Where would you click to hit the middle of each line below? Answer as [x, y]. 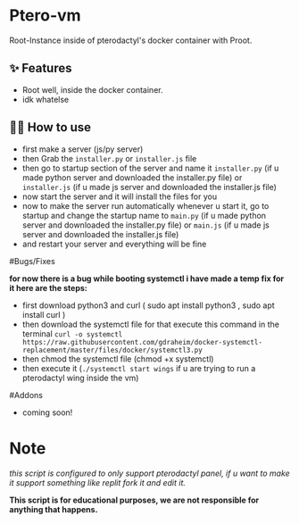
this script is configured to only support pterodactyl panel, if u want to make [149, 473]
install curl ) [44, 314]
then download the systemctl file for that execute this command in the [150, 324]
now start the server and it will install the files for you [119, 196]
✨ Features [41, 68]
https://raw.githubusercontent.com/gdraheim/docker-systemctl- [142, 342]
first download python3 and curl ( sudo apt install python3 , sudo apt [148, 305]
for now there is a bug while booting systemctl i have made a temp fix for [146, 279]
